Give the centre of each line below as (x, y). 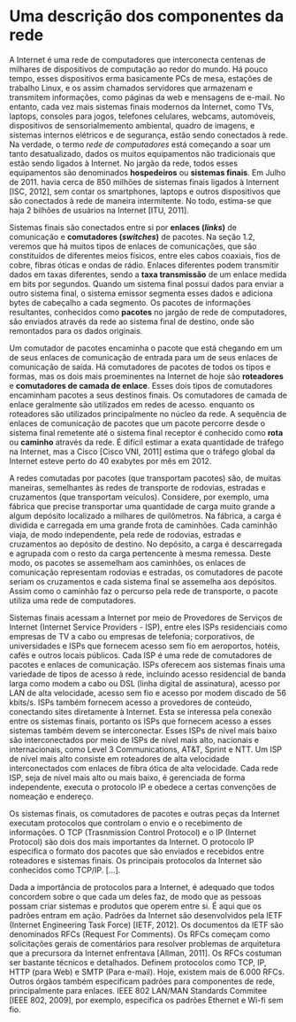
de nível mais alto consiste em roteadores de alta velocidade (119, 758)
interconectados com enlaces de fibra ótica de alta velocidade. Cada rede (144, 768)
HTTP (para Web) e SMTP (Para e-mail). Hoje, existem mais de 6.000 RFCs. (147, 972)
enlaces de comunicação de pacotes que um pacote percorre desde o (137, 423)
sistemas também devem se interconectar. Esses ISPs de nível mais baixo (143, 730)
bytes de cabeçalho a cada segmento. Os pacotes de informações (130, 302)
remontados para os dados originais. (76, 330)
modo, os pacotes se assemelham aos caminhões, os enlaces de (127, 562)
